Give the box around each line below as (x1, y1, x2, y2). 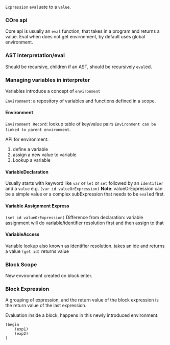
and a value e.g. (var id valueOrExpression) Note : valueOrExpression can (5, 186, 163, 192)
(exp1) (14, 327, 29, 332)
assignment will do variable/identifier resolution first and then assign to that (5, 220, 164, 226)
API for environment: (5, 136, 49, 142)
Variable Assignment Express (5, 203, 70, 209)
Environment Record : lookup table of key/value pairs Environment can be (5, 121, 156, 127)
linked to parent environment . (5, 126, 71, 133)
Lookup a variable (12, 157, 51, 163)
